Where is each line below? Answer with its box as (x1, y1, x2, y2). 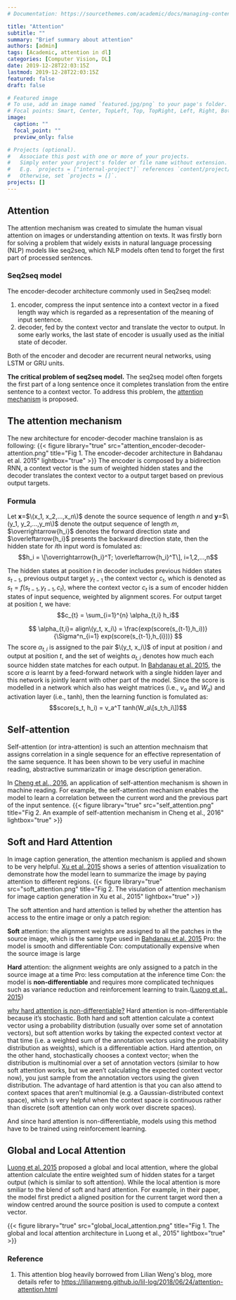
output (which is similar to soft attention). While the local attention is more (7, 1178, 221, 1187)
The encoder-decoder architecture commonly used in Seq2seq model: (7, 287, 212, 295)
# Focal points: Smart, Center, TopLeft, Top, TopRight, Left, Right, (7, 107, 218, 114)
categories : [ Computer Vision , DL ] (7, 55, 112, 63)
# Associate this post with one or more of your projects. (7, 152, 190, 160)
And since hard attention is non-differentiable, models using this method (7, 1117, 216, 1125)
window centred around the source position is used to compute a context (7, 1200, 219, 1209)
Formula (7, 496, 37, 506)
